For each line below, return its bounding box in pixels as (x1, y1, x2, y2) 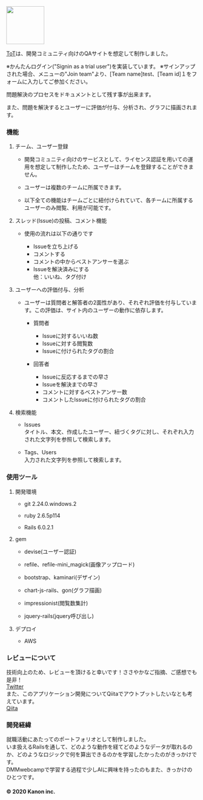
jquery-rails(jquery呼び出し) (24, 612, 94, 619)
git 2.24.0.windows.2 (24, 500, 77, 507)
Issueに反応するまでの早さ (42, 373, 109, 381)
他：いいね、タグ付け (33, 273, 87, 281)
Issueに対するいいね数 (42, 332, 99, 340)
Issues (24, 421, 41, 428)
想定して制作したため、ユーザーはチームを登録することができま (35, 163, 194, 170)
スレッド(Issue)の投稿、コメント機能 (15, 217, 107, 224)
